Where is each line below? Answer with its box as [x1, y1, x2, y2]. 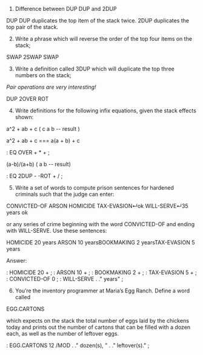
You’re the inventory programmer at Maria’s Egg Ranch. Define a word [15, 287, 190, 294]
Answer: [6, 257, 27, 264]
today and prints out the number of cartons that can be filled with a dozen [6, 323, 191, 331]
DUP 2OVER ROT [6, 95, 49, 102]
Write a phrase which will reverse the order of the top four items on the [15, 35, 193, 42]
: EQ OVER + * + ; [6, 149, 50, 156]
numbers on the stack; [15, 72, 72, 78]
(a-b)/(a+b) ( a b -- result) [6, 160, 71, 168]
